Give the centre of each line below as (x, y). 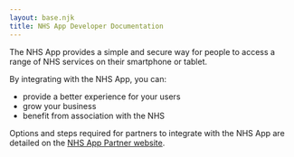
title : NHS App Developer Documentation (87, 26)
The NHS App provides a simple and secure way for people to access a (142, 51)
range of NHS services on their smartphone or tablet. (109, 61)
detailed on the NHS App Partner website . (87, 143)
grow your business (59, 106)
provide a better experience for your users (101, 97)
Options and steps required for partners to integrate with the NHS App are (147, 133)
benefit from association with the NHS (94, 115)
